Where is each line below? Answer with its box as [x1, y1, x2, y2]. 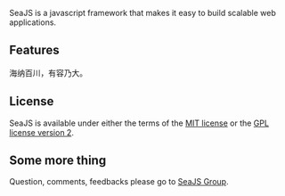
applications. [9, 17, 56, 28]
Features [9, 43, 60, 58]
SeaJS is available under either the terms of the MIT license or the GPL [9, 118, 270, 128]
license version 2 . [9, 127, 74, 137]
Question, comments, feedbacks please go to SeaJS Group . [9, 176, 229, 187]
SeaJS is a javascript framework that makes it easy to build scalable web [9, 8, 276, 18]
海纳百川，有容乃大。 [9, 67, 87, 78]
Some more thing [9, 153, 107, 168]
